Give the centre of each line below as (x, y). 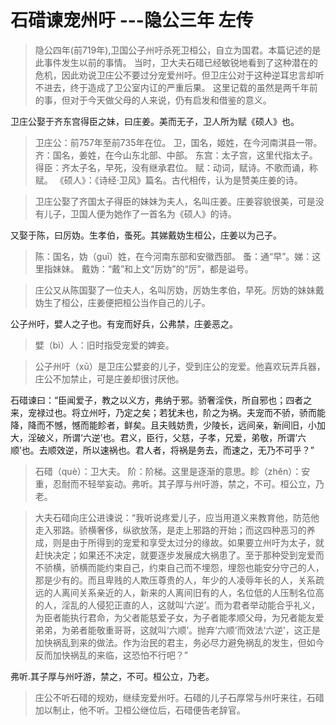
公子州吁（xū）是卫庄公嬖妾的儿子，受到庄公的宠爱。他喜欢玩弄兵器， (180, 366)
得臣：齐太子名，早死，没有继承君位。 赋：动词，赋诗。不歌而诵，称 (176, 167)
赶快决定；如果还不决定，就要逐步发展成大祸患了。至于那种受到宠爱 (175, 555)
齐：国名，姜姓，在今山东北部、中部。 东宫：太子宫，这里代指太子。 (176, 155)
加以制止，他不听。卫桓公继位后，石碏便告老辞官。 (140, 710)
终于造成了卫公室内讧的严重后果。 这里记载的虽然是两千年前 (193, 87)
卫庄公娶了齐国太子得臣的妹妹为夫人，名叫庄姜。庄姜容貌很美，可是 (175, 201)
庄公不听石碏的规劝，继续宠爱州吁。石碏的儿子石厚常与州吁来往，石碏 (179, 697)
